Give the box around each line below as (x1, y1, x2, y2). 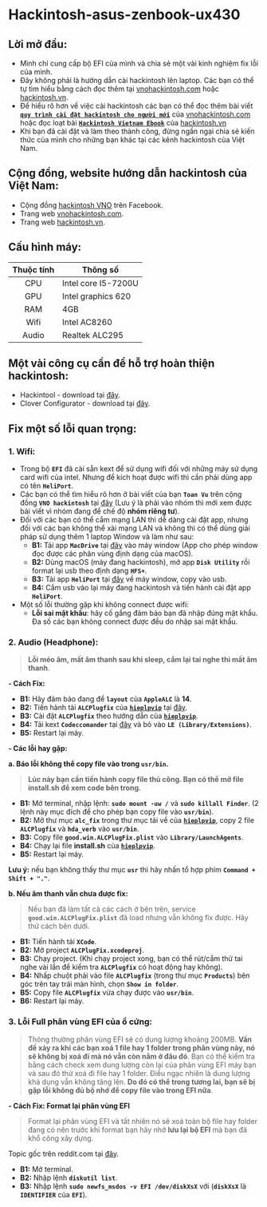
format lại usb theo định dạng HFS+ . (31, 566, 147, 576)
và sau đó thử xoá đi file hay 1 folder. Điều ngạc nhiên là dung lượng (27, 1068, 251, 1078)
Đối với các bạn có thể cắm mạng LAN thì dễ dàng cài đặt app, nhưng (19, 515, 249, 525)
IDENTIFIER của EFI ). (19, 1189, 88, 1199)
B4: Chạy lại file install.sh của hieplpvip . (19, 841, 155, 851)
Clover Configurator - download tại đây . (19, 399, 151, 408)
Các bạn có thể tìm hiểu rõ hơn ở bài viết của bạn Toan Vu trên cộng (19, 490, 242, 499)
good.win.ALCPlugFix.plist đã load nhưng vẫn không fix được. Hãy (27, 913, 249, 923)
